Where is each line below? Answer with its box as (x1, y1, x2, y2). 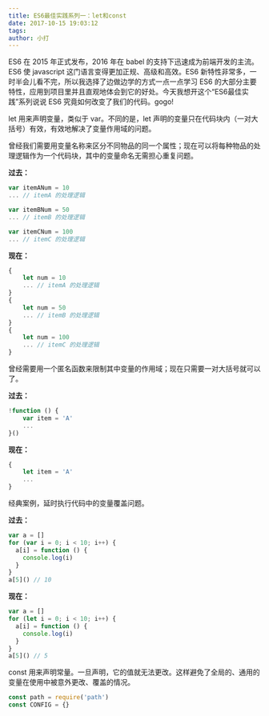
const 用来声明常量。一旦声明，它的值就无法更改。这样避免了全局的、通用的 (8, 667, 260, 677)
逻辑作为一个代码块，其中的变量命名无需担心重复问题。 (14, 151, 198, 161)
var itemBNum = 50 (8, 206, 70, 214)
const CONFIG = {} (8, 701, 70, 709)
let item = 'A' (22, 468, 74, 476)
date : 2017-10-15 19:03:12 (8, 19, 98, 27)
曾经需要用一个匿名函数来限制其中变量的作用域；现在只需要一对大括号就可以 (8, 364, 261, 373)
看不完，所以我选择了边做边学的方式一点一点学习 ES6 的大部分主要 (35, 77, 257, 86)
